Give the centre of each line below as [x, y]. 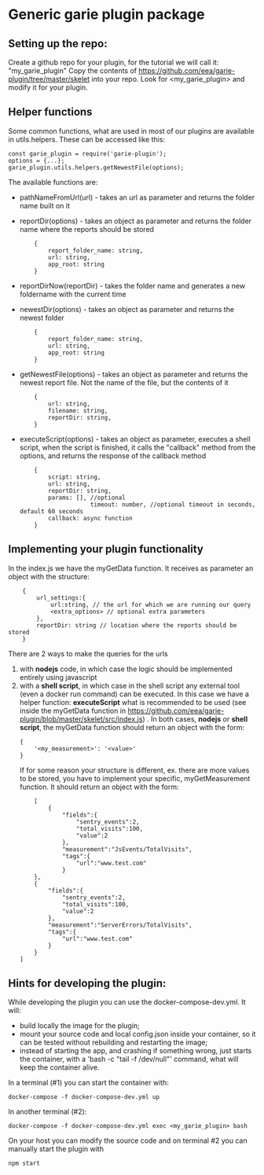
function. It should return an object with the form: [99, 787]
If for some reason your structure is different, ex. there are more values [134, 770]
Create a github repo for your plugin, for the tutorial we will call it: [114, 62]
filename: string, [78, 410]
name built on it [45, 205]
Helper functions [50, 112]
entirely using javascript [58, 677]
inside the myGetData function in [73, 711]
